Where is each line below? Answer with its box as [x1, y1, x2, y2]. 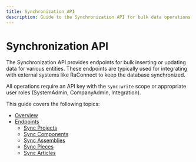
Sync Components [23, 131, 69, 138]
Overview [14, 112, 38, 119]
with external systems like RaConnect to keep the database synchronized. [6, 71, 185, 78]
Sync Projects [23, 124, 58, 131]
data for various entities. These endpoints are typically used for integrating [6, 65, 187, 72]
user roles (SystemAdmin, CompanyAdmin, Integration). [6, 89, 141, 96]
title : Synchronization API [6, 8, 75, 15]
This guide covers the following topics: [6, 101, 100, 108]
